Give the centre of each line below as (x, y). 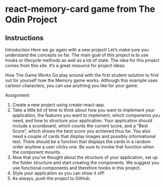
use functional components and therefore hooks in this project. (77, 168)
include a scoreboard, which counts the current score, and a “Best (80, 126)
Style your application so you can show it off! (58, 173)
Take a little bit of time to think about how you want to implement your (83, 110)
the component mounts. (37, 152)
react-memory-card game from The (80, 9)
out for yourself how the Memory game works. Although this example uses (81, 80)
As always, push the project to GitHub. (52, 178)
